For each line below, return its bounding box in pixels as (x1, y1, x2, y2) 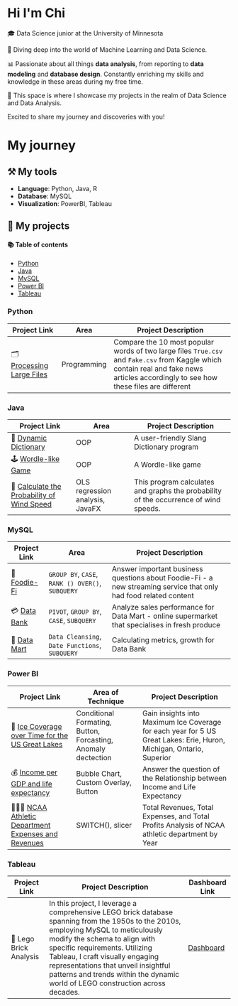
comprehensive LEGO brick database (49, 907, 174, 917)
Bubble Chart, (76, 769, 123, 779)
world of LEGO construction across (49, 978, 166, 988)
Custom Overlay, (76, 777, 132, 787)
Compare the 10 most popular (113, 337, 215, 347)
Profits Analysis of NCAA (142, 820, 225, 830)
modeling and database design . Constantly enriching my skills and (7, 70, 204, 78)
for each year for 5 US (142, 726, 217, 736)
